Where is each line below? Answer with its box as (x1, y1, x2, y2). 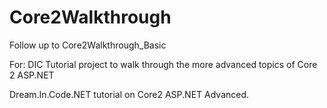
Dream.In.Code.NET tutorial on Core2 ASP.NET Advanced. (9, 88, 250, 100)
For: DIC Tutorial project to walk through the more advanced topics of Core (9, 58, 318, 70)
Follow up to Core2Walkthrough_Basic (9, 39, 167, 51)
